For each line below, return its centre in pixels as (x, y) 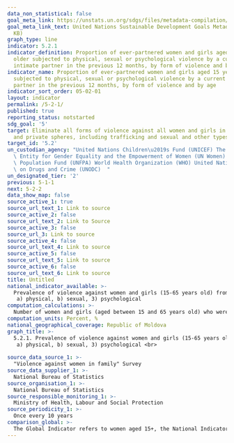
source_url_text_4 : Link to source (59, 247)
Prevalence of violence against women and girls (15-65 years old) (114, 293)
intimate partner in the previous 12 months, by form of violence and (118, 66)
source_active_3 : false (42, 227)
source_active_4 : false (42, 241)
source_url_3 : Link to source (51, 234)
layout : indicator (34, 98)
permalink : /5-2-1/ (36, 105)
